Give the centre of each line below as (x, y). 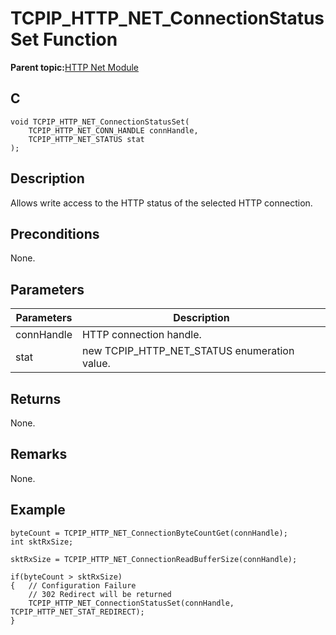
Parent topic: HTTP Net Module (75, 67)
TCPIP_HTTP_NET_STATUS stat (86, 139)
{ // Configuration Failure (73, 585)
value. (96, 364)
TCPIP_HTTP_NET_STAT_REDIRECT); (77, 612)
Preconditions (55, 233)
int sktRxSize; (42, 542)
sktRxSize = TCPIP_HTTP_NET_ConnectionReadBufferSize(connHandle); (154, 559)
